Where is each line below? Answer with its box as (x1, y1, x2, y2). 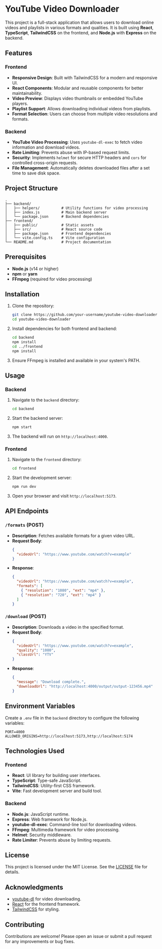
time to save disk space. (12, 170, 60, 176)
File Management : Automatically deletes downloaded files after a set (12, 165, 150, 171)
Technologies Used (5, 747, 64, 755)
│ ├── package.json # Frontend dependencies (5, 231, 111, 236)
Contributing (5, 920, 44, 929)
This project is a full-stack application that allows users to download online (5, 19, 154, 25)
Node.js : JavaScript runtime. (12, 811, 70, 817)
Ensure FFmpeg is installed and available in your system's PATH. (12, 357, 141, 363)
